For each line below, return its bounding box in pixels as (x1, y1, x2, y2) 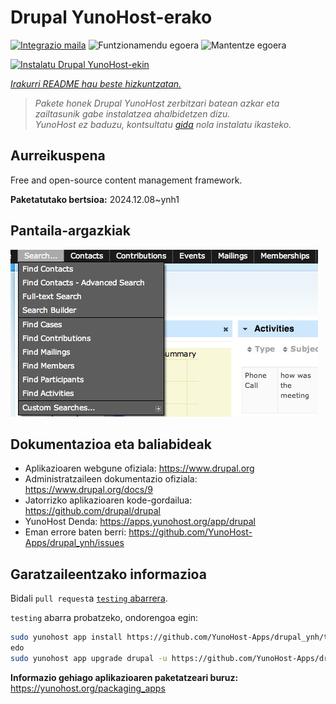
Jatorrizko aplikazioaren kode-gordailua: (24, 494, 193, 506)
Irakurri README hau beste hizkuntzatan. (10, 77, 182, 90)
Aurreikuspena (10, 147, 106, 165)
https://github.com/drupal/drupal (24, 505, 161, 517)
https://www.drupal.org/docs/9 (24, 484, 153, 496)
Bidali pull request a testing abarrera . (10, 592, 168, 605)
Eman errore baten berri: (24, 526, 127, 538)
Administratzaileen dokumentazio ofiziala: (24, 473, 198, 485)
